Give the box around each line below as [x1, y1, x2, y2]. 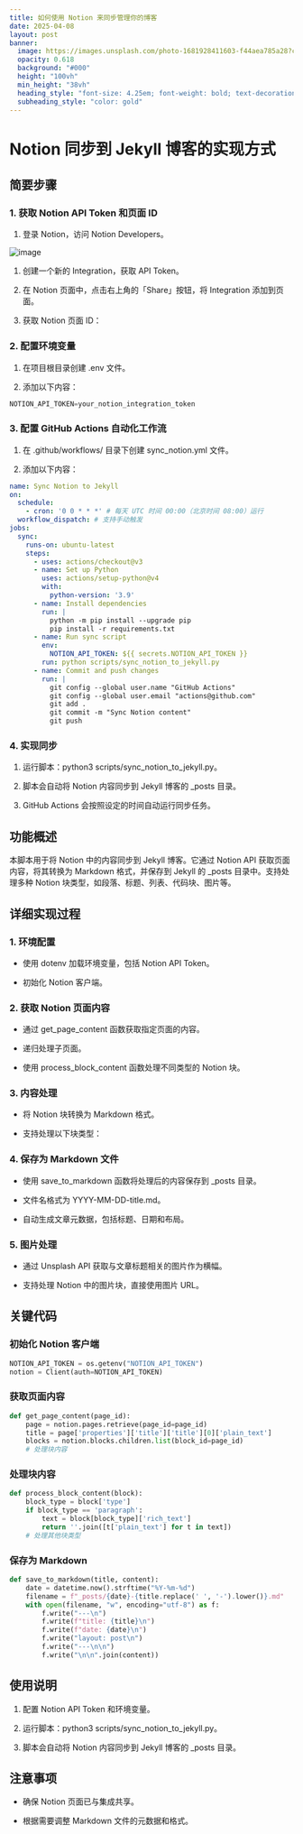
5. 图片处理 [9, 1238, 58, 1250]
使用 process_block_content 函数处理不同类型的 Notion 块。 [22, 1062, 245, 1074]
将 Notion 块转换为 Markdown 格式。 [22, 1109, 160, 1120]
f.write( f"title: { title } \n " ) [41, 1617, 155, 1627]
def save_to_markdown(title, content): [9, 1575, 160, 1584]
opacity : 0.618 [17, 55, 75, 64]
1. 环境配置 [9, 935, 56, 948]
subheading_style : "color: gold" [17, 97, 143, 106]
